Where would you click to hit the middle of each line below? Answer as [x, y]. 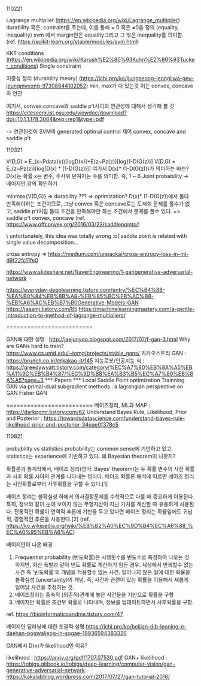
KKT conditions [25, 53]
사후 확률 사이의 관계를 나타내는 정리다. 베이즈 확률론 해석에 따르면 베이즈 [98, 476]
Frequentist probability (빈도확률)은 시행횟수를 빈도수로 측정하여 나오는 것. [103, 557]
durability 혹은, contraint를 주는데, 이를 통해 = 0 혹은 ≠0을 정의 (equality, [93, 27]
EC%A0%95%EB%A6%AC [40, 532]
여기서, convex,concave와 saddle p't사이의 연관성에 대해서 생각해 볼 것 [90, 106]
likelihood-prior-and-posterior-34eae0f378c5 [62, 424]
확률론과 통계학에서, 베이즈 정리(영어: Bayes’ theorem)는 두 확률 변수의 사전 [95, 469]
